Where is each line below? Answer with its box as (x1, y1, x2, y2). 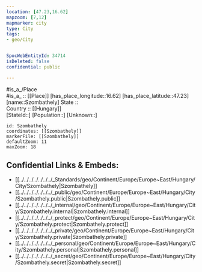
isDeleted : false (6, 58, 50, 64)
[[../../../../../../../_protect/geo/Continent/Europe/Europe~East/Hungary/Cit (14, 214, 195, 222)
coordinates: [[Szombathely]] (6, 128, 82, 134)
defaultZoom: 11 (6, 139, 47, 145)
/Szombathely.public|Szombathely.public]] (14, 195, 120, 202)
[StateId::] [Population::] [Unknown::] (6, 111, 97, 118)
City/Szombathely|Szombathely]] (14, 183, 97, 190)
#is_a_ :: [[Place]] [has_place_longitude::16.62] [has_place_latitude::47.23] (6, 92, 189, 99)
